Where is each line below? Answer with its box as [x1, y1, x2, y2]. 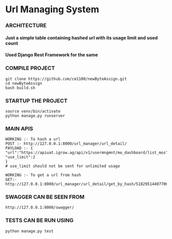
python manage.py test [5, 228, 54, 234]
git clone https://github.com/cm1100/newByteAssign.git [5, 76, 127, 82]
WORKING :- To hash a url [5, 137, 60, 142]
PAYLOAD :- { [5, 146, 33, 151]
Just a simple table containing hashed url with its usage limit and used [5, 34, 158, 41]
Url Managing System [5, 4, 99, 15]
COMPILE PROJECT [5, 65, 55, 72]
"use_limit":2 [5, 155, 36, 160]
